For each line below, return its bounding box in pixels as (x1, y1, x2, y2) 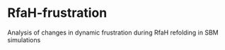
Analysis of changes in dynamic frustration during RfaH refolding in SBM (7, 28, 219, 37)
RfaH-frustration (7, 5, 108, 21)
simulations (7, 35, 41, 44)
